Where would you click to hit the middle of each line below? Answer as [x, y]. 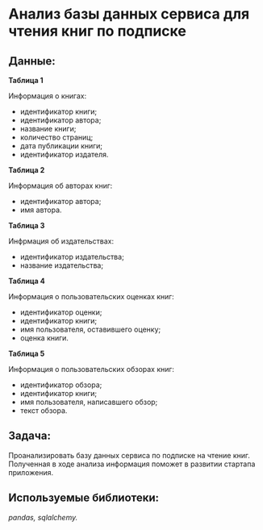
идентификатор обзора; [61, 385]
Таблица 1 [26, 80]
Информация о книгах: [48, 96]
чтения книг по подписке [98, 31]
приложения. [31, 472]
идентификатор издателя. [64, 154]
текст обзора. [44, 411]
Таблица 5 [27, 353]
